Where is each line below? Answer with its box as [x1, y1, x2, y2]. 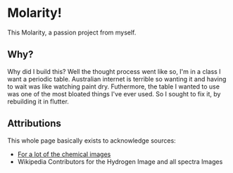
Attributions [7, 117, 62, 129]
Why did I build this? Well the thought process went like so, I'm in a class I [7, 67, 221, 75]
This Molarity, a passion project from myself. [7, 28, 137, 37]
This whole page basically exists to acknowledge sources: [7, 136, 176, 145]
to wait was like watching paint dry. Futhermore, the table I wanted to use [7, 82, 220, 91]
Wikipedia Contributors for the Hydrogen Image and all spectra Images [17, 157, 223, 166]
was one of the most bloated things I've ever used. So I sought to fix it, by [7, 89, 221, 98]
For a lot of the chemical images [17, 150, 111, 158]
